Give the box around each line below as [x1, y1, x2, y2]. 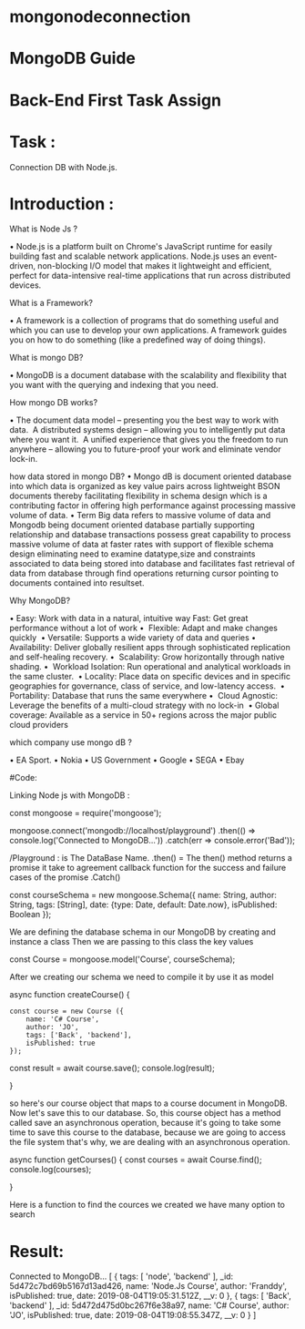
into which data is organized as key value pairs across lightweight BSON [9, 481, 280, 492]
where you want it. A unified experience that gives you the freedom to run [9, 434, 289, 445]
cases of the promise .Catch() [9, 872, 121, 883]
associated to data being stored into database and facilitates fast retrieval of [9, 558, 296, 569]
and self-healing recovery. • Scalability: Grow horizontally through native [9, 651, 285, 662]
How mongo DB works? [9, 397, 98, 408]
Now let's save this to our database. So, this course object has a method [9, 1108, 281, 1119]
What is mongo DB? [9, 353, 84, 363]
